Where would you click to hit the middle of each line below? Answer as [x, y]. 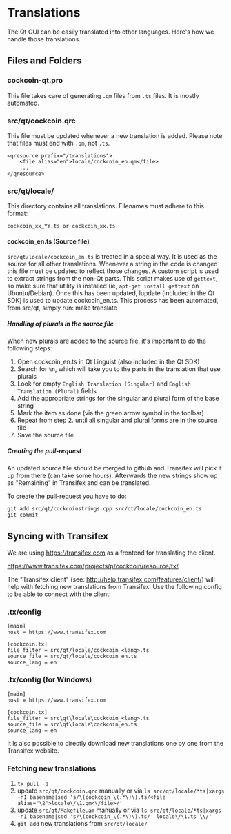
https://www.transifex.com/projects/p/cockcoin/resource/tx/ [93, 566]
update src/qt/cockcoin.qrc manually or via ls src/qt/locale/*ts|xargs [121, 791]
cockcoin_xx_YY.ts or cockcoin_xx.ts [61, 226]
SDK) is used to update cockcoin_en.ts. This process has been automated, [113, 301]
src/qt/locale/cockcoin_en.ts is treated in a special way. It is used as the [112, 257]
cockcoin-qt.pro [35, 81]
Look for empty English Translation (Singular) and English [104, 384]
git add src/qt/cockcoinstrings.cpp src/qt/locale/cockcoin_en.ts [104, 509]
